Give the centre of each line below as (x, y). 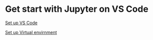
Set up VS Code (21, 23)
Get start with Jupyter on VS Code (77, 9)
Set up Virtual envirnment (31, 32)
